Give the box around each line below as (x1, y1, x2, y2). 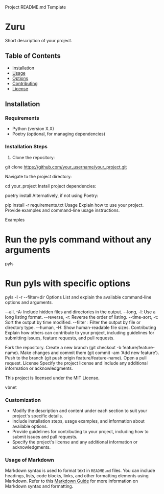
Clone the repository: (12, 154, 55, 160)
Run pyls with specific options (5, 277, 131, 289)
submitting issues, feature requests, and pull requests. (5, 335, 115, 341)
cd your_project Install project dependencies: (5, 183, 96, 189)
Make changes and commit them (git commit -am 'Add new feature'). (20, 350, 159, 356)
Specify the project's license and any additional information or (12, 439, 138, 445)
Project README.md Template (5, 4, 66, 10)
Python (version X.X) (12, 126, 55, 132)
